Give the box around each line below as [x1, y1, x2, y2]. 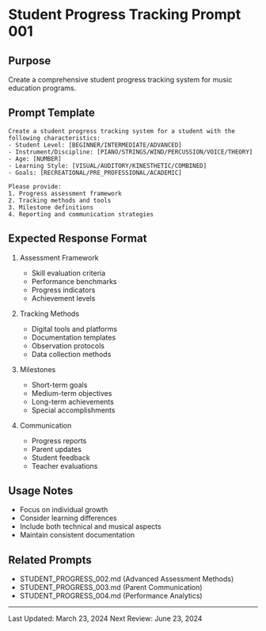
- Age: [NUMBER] [8, 154, 62, 163]
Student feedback [31, 453, 90, 462]
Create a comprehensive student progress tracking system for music [8, 75, 233, 84]
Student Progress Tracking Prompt [8, 6, 241, 24]
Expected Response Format [8, 232, 147, 245]
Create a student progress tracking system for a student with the [8, 127, 236, 135]
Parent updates [31, 444, 82, 454]
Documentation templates [31, 333, 116, 342]
